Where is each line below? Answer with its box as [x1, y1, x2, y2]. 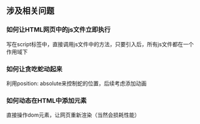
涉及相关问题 [6, 5, 55, 16]
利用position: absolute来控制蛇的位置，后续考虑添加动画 [6, 80, 147, 87]
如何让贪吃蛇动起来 [6, 64, 63, 73]
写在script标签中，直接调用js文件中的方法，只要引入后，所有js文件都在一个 [6, 40, 194, 47]
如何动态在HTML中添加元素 [6, 96, 87, 105]
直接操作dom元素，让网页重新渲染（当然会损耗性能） [6, 111, 140, 119]
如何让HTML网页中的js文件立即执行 [6, 26, 111, 34]
